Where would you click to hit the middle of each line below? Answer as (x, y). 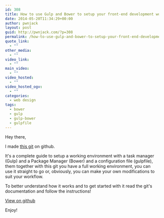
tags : (10, 105)
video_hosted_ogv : (24, 87)
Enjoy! (11, 210)
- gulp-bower (23, 118)
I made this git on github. (30, 146)
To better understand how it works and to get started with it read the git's (79, 186)
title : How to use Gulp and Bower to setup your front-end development (79, 14)
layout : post (18, 28)
